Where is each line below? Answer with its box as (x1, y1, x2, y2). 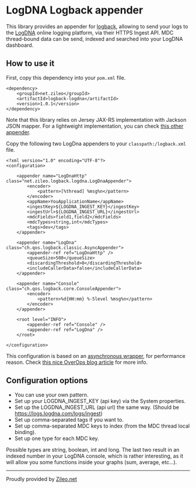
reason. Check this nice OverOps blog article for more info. (6, 359, 148, 366)
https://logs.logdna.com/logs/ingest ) (14, 409, 103, 417)
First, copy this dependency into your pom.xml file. (6, 74, 126, 81)
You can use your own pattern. (14, 391, 89, 398)
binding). (14, 428, 36, 435)
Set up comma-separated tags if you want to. (14, 416, 124, 423)
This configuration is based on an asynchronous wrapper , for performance (6, 352, 185, 359)
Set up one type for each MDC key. (14, 435, 99, 442)
